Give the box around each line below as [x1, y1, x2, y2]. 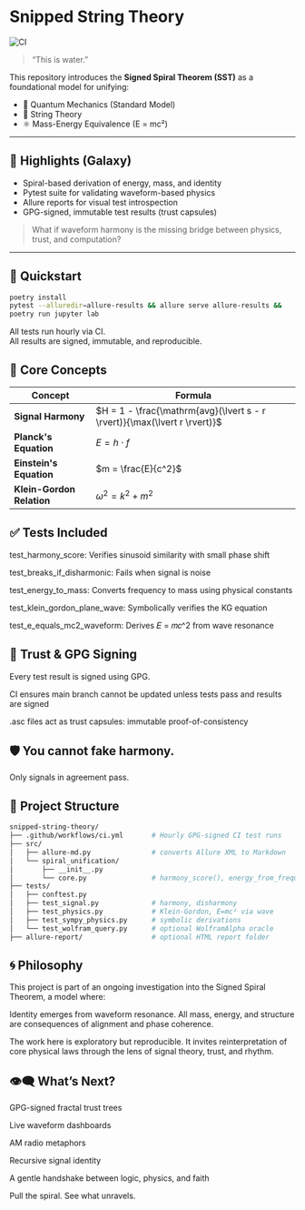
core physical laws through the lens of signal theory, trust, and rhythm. [9, 1046, 274, 1057]
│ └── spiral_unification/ [9, 856, 120, 865]
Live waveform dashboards [9, 1120, 112, 1131]
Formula [175, 389, 212, 401]
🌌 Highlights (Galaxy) [9, 153, 132, 169]
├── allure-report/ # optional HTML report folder [9, 933, 271, 942]
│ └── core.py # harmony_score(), [9, 873, 225, 882]
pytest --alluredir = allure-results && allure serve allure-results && [9, 301, 282, 310]
